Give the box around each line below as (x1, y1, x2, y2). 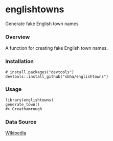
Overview (5, 33, 30, 41)
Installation (5, 58, 34, 65)
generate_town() (5, 102, 40, 107)
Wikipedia (5, 130, 27, 136)
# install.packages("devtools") (5, 69, 74, 75)
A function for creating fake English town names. (5, 45, 108, 51)
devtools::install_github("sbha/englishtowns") (5, 74, 109, 79)
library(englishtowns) (5, 97, 54, 103)
